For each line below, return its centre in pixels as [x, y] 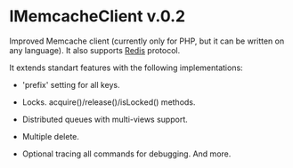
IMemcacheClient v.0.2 [97, 16]
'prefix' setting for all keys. [71, 84]
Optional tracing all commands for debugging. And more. [126, 154]
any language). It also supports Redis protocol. [95, 50]
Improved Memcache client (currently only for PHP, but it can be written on [147, 41]
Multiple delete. [51, 136]
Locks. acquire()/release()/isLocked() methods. [109, 102]
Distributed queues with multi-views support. [105, 119]
